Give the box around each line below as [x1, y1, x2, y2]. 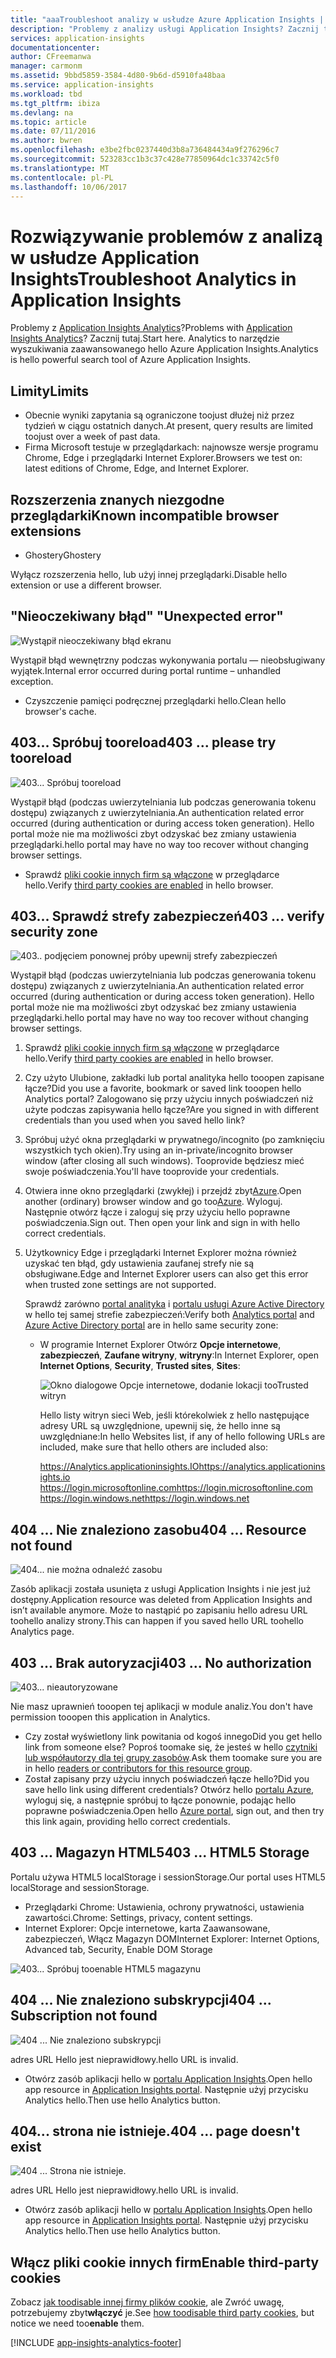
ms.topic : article [10, 117, 87, 127]
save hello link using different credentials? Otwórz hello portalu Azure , [24, 1784, 315, 1795]
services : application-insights [10, 33, 145, 43]
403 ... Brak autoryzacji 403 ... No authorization [10, 1654, 312, 1671]
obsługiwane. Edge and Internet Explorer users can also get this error [24, 1268, 309, 1280]
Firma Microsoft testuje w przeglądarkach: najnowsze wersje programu [24, 441, 319, 453]
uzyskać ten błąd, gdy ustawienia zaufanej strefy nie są [24, 1257, 255, 1270]
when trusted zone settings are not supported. [24, 1279, 217, 1291]
